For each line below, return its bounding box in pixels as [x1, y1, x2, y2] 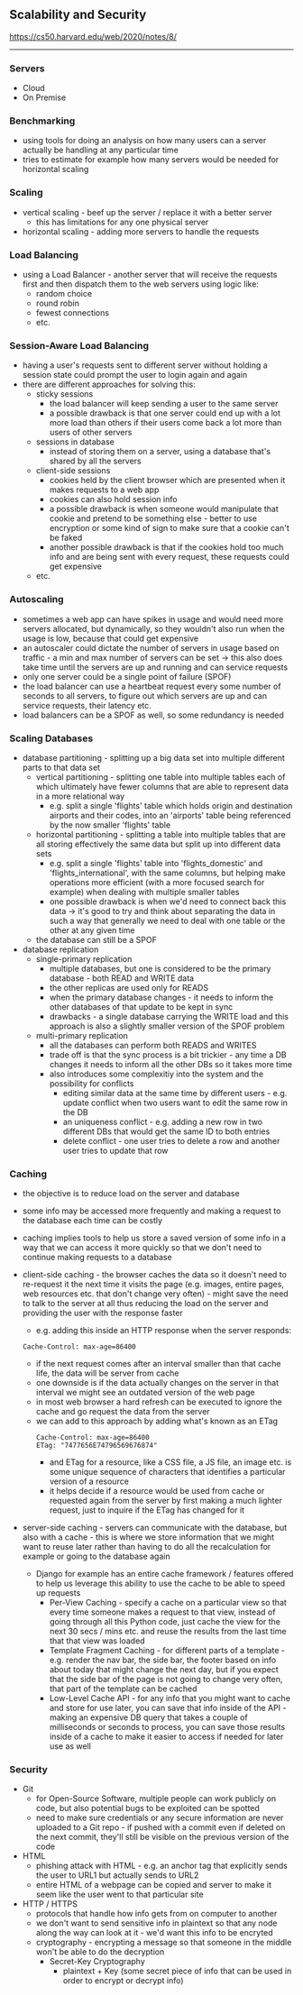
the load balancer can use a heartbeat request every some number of [22, 681, 281, 691]
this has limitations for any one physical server [35, 216, 209, 227]
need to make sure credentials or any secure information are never [35, 1812, 284, 1824]
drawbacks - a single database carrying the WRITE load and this [49, 1011, 289, 1021]
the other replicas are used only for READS [49, 982, 209, 993]
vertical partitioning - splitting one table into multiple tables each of [35, 771, 286, 782]
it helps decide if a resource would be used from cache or [49, 1486, 265, 1496]
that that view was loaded [49, 1635, 146, 1646]
